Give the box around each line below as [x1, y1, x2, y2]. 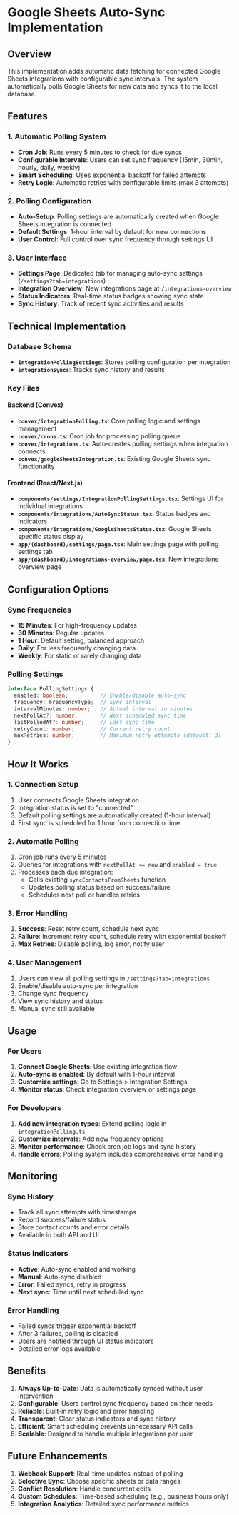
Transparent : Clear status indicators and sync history [17, 1414, 176, 1423]
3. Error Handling [7, 908, 68, 918]
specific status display [17, 533, 84, 541]
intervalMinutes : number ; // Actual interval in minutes [14, 705, 193, 713]
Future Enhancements [7, 1450, 108, 1462]
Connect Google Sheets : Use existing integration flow [17, 1062, 178, 1071]
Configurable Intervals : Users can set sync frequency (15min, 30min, [17, 155, 223, 164]
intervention [17, 1391, 54, 1400]
